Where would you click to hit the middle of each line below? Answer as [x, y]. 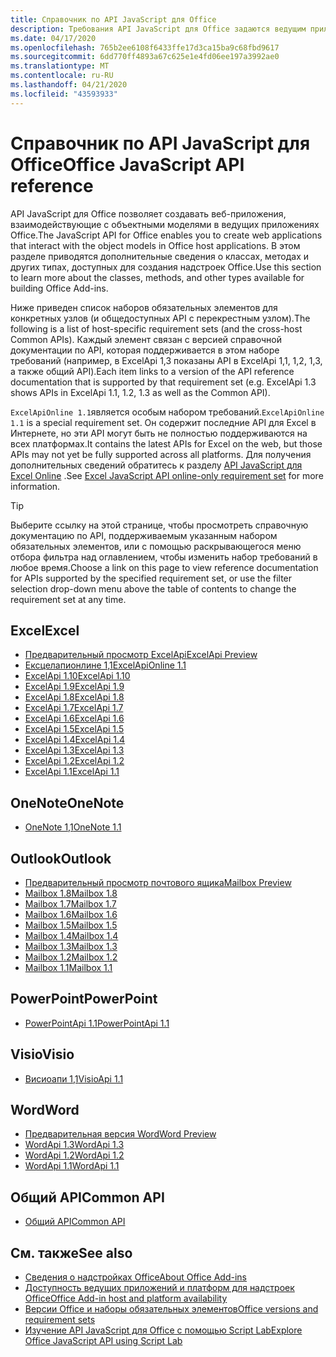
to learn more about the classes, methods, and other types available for [157, 277]
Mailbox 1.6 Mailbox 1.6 [71, 914]
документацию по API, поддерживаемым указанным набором [144, 535]
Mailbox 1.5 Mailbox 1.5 [71, 925]
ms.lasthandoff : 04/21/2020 [69, 85]
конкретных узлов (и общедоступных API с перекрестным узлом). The [160, 318]
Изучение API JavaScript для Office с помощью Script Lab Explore [163, 1330]
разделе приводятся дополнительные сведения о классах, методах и [160, 256]
